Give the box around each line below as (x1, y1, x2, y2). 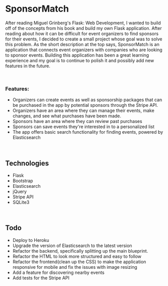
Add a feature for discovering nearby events (12, 269, 105, 275)
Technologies (5, 159, 49, 168)
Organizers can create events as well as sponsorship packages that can (12, 97, 162, 103)
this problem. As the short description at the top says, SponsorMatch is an (5, 41, 160, 47)
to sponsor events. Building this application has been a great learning (5, 52, 149, 58)
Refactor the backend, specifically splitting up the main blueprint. (12, 248, 148, 254)
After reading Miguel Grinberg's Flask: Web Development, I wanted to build (5, 20, 161, 26)
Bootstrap (12, 178, 33, 184)
